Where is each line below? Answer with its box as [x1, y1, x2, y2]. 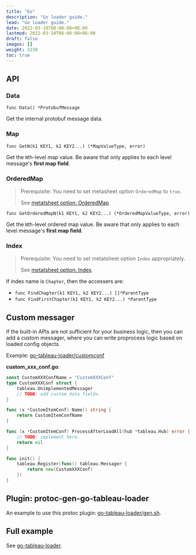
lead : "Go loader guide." [6, 19, 69, 25]
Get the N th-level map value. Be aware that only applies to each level [6, 153, 172, 160]
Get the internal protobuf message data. [6, 115, 103, 122]
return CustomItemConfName [16, 412, 83, 419]
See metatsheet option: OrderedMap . [20, 199, 110, 206]
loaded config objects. [6, 341, 60, 348]
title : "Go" [6, 8, 35, 15]
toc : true [6, 52, 31, 58]
